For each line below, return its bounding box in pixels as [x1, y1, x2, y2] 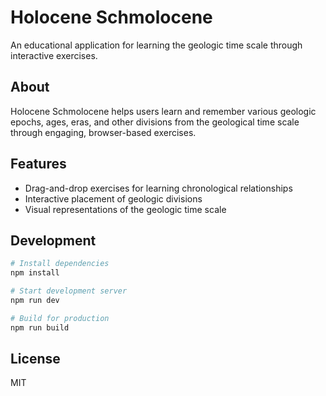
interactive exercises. [10, 49, 98, 61]
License [10, 351, 61, 368]
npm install [10, 268, 60, 278]
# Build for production [10, 313, 110, 323]
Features [10, 156, 67, 173]
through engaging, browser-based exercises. [10, 126, 197, 138]
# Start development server [10, 286, 128, 296]
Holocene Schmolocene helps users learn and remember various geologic [10, 105, 317, 117]
